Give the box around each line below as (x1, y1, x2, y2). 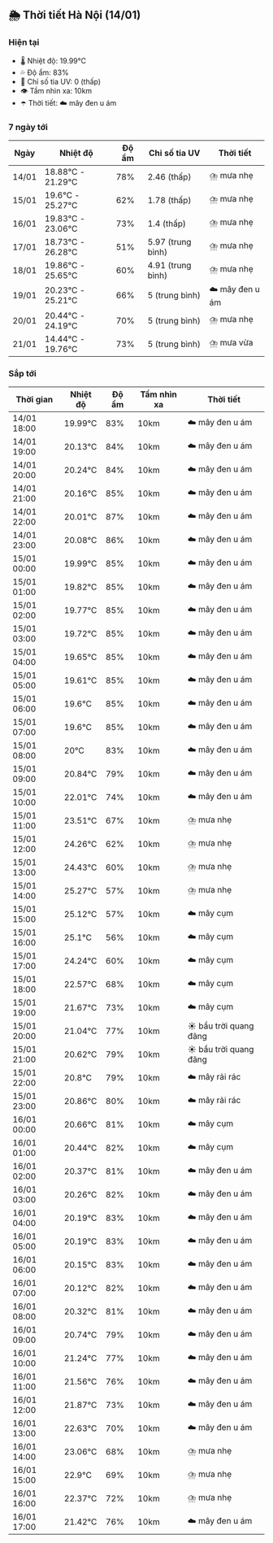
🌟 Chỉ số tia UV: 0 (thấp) (19, 76, 102, 86)
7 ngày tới (8, 121, 49, 133)
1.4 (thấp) (147, 218, 187, 229)
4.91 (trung (147, 259, 192, 271)
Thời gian (15, 394, 54, 406)
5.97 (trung (147, 236, 192, 247)
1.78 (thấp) (147, 194, 192, 206)
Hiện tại (8, 37, 40, 48)
